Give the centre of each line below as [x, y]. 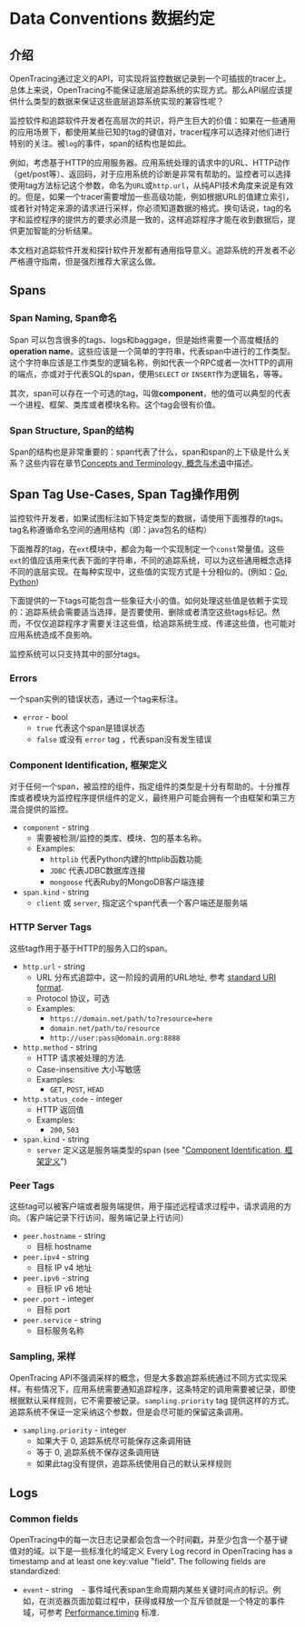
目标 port [53, 1309]
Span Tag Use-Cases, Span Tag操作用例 [124, 495]
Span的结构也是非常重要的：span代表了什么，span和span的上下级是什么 [146, 452]
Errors [24, 678]
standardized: [35, 1571]
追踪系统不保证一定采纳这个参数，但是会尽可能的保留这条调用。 [128, 1412]
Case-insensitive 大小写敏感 [89, 1069]
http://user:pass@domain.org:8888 [115, 1038]
